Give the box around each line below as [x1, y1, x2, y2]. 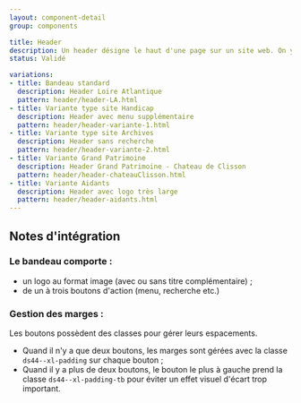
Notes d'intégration [9, 228, 121, 244]
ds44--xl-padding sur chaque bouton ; [21, 355, 164, 365]
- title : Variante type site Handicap [9, 104, 154, 113]
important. [21, 383, 61, 394]
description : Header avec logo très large [17, 187, 178, 196]
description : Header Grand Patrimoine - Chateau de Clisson [17, 162, 246, 171]
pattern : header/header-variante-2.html [17, 145, 170, 155]
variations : [9, 71, 54, 80]
